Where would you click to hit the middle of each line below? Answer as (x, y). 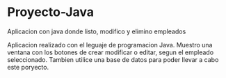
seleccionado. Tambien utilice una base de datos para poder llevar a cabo (113, 59)
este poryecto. (28, 67)
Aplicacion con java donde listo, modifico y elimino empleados (97, 31)
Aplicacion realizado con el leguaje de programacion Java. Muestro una (110, 45)
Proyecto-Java (50, 12)
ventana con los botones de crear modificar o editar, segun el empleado (111, 52)
